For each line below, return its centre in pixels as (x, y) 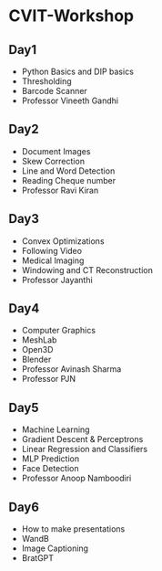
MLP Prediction (50, 459)
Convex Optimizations (63, 241)
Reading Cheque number (68, 180)
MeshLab (39, 340)
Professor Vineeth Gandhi (70, 100)
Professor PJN (49, 379)
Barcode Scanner (54, 91)
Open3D (37, 350)
